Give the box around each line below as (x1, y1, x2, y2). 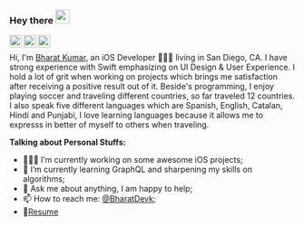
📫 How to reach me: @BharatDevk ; (22, 193, 156, 204)
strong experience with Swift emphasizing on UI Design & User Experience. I (9, 61, 295, 72)
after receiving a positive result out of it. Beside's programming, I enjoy (9, 81, 275, 92)
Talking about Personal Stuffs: (9, 137, 126, 148)
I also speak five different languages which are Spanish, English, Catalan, (9, 100, 283, 111)
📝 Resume (22, 206, 59, 217)
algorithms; (22, 174, 65, 184)
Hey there (9, 14, 54, 26)
